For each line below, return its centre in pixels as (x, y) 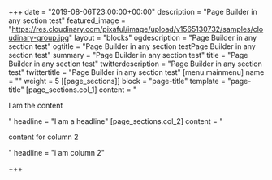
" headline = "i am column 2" (57, 153)
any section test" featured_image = (67, 20)
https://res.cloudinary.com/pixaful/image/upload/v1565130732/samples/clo (138, 29)
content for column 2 (43, 137)
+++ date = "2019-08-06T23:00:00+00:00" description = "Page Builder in (133, 12)
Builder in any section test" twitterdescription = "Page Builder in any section (135, 64)
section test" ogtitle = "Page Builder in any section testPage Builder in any (132, 46)
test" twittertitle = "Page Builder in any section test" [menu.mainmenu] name (136, 72)
